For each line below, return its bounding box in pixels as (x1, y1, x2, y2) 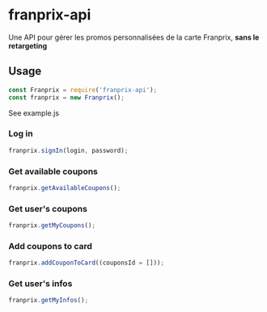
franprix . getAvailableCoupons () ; (8, 183, 121, 192)
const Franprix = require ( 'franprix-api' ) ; (8, 86, 158, 94)
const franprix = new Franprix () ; (8, 93, 125, 102)
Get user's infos (8, 278, 73, 289)
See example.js (8, 108, 59, 118)
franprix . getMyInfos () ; (8, 297, 89, 305)
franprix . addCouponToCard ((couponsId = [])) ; (8, 259, 164, 268)
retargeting (8, 40, 48, 50)
